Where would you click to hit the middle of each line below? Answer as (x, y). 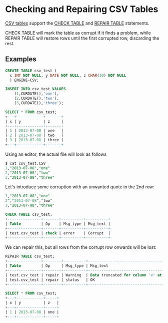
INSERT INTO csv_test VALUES (35, 89)
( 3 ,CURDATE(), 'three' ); (39, 103)
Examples (21, 59)
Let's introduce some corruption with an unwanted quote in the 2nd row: (80, 187)
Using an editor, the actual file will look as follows (56, 154)
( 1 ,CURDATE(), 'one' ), (36, 94)
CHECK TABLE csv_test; (29, 214)
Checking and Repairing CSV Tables (82, 9)
